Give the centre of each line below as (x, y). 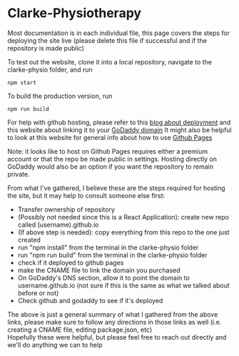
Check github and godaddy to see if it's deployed (90, 300)
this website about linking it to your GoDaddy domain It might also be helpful (119, 129)
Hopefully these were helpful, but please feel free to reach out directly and (117, 337)
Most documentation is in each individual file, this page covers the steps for (119, 33)
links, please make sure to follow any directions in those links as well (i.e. (115, 322)
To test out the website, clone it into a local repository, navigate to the (110, 61)
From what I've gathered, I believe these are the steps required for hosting (117, 188)
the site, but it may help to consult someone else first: (86, 195)
